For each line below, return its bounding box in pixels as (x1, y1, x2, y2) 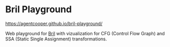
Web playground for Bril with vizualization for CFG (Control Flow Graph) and (5, 30, 165, 36)
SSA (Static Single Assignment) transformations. (5, 36, 107, 42)
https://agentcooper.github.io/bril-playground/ (5, 20, 103, 27)
